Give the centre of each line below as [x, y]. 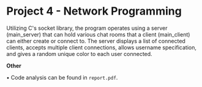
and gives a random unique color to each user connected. [79, 54]
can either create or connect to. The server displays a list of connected [96, 41]
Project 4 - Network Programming [94, 11]
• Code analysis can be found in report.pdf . [62, 77]
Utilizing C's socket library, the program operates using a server [87, 28]
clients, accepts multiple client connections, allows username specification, [102, 47]
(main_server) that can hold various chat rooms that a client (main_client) [98, 34]
